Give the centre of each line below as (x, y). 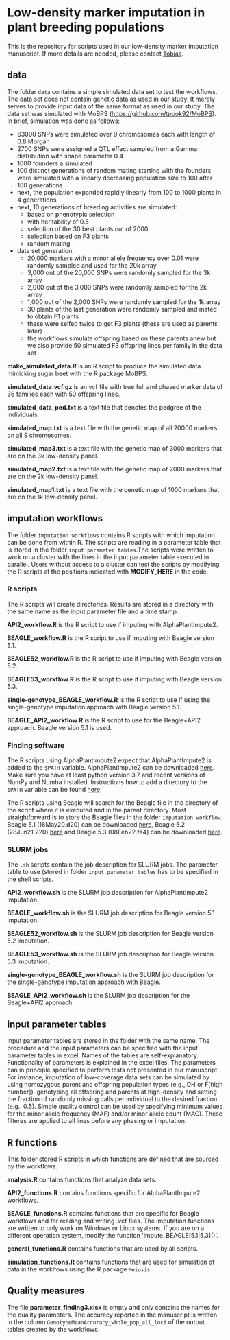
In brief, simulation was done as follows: (64, 121)
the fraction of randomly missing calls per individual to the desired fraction (112, 1099)
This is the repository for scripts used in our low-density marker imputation (113, 46)
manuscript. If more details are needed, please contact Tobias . (95, 54)
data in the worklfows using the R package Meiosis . (80, 1269)
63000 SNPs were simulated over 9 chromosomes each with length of (116, 134)
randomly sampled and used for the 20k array (92, 265)
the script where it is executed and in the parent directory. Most (97, 810)
